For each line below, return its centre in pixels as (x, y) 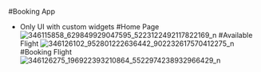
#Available (235, 35)
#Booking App (32, 11)
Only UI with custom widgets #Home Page (89, 27)
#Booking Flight (45, 52)
